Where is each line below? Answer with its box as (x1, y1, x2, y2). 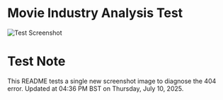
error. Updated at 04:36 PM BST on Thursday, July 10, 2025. (7, 84, 184, 93)
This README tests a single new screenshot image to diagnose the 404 (7, 77, 217, 85)
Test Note (7, 53, 66, 70)
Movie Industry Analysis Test (7, 5, 183, 21)
